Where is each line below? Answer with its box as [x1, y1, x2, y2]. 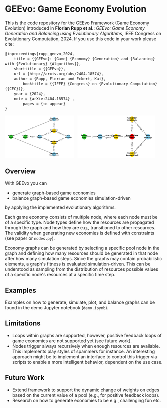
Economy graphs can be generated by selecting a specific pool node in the [5, 245, 160, 251]
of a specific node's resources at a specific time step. [5, 272, 116, 278]
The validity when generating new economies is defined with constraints [5, 230, 155, 236]
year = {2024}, [14, 91, 46, 96]
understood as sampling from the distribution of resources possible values [5, 266, 158, 272]
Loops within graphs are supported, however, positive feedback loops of [12, 332, 162, 338]
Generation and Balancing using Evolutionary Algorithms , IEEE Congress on [5, 30, 161, 36]
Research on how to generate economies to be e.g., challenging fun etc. [12, 397, 161, 403]
